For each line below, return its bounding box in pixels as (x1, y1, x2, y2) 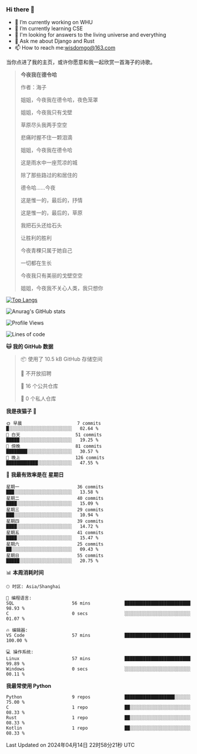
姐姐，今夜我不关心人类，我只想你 (20, 285, 103, 292)
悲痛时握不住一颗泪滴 (20, 134, 72, 141)
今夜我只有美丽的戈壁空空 (20, 272, 83, 279)
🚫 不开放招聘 (20, 370, 52, 377)
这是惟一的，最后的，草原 (20, 209, 83, 216)
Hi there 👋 (6, 5, 35, 14)
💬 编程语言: (6, 595, 32, 602)
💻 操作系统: (6, 649, 34, 655)
